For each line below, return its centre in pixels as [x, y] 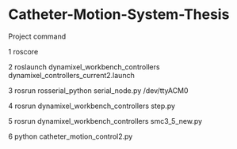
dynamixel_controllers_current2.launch [71, 75]
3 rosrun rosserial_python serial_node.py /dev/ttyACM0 [98, 90]
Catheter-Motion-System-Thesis [119, 15]
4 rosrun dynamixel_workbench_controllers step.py [92, 106]
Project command [37, 36]
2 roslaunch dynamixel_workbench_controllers [84, 67]
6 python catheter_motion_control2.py [71, 136]
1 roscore [23, 51]
